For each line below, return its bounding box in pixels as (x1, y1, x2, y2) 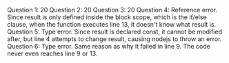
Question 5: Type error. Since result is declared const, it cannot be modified (7, 27, 223, 36)
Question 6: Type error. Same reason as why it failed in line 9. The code (7, 42, 210, 50)
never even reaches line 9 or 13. (7, 49, 98, 58)
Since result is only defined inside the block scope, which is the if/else (7, 13, 207, 21)
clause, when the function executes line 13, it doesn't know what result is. (7, 21, 216, 28)
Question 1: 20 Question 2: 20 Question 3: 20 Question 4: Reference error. (7, 6, 218, 14)
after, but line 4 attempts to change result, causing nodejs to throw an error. (7, 35, 222, 43)
